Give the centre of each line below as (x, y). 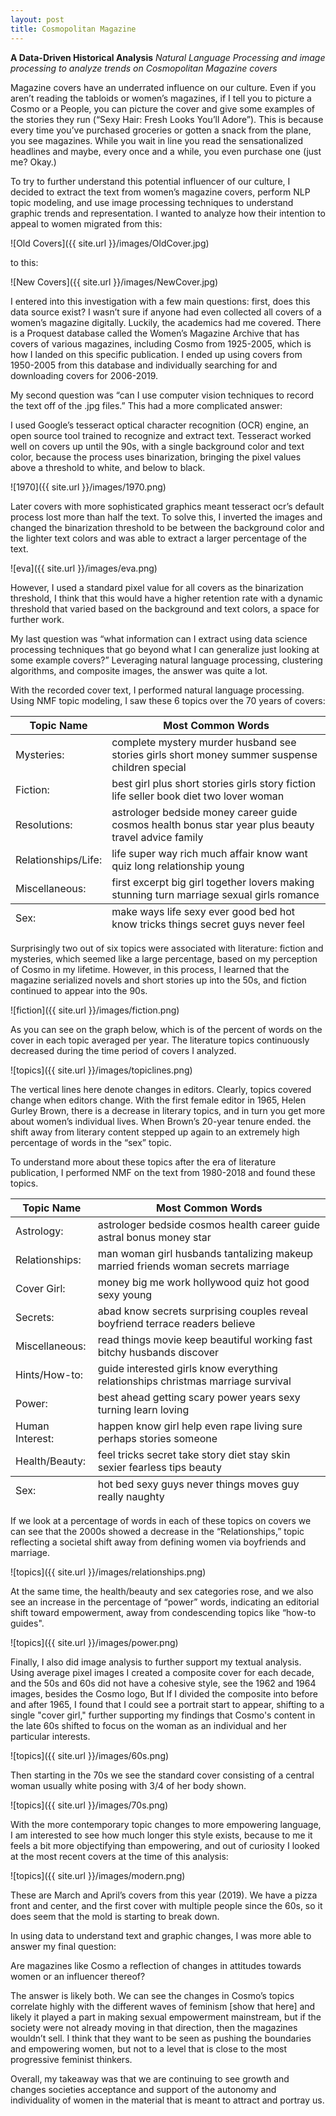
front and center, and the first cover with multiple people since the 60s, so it (166, 1905)
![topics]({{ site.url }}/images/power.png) (94, 1642)
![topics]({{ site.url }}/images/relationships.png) (108, 1572)
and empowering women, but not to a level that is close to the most (149, 2048)
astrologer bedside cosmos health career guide (209, 1224)
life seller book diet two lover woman (198, 796)
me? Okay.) (33, 162)
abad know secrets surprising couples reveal (203, 1311)
